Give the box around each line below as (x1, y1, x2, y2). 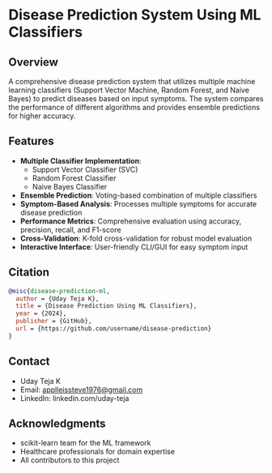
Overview (8, 55, 59, 69)
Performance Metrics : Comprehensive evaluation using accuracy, (19, 216, 241, 226)
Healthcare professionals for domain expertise (19, 447, 176, 457)
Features (8, 134, 54, 148)
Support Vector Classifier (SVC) (32, 164, 138, 174)
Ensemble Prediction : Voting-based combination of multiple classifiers (19, 190, 257, 200)
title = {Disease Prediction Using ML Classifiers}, (15, 302, 198, 310)
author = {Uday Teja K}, (15, 294, 100, 303)
